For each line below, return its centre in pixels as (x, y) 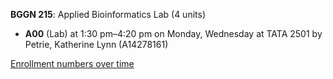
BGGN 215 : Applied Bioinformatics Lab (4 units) (108, 14)
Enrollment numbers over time (72, 63)
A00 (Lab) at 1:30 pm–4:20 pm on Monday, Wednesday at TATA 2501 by (173, 33)
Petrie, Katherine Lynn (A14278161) (96, 44)
